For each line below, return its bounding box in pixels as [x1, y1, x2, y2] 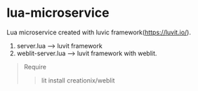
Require [23, 62, 47, 71]
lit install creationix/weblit [41, 76, 115, 85]
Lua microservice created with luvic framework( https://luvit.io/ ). [6, 28, 191, 36]
